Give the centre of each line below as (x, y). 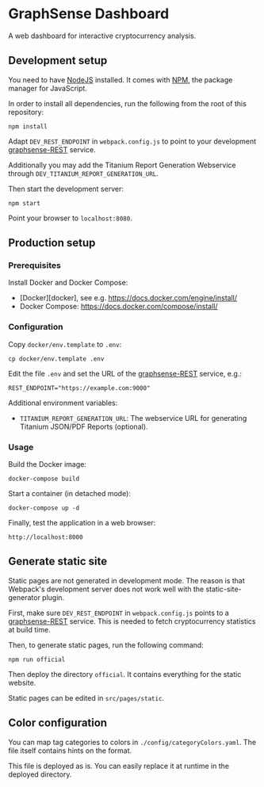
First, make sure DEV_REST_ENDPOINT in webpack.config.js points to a (119, 613)
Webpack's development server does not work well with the (106, 589)
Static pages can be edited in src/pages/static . (86, 697)
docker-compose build (44, 479)
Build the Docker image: (48, 464)
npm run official (37, 659)
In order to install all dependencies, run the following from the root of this (128, 103)
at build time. (29, 629)
